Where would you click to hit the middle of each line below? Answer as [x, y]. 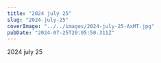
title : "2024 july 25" [39, 13]
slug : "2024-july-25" [38, 20]
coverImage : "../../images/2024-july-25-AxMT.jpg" [81, 26]
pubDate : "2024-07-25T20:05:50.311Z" [61, 33]
